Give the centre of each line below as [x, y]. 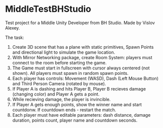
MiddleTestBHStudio [48, 9]
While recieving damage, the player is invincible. [61, 99]
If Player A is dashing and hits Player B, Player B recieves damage [79, 89]
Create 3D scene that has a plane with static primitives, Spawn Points [83, 47]
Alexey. [13, 28]
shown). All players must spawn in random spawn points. [70, 73]
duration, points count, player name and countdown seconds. [75, 120]
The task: [15, 37]
